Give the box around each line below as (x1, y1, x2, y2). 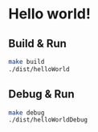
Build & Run (8, 37, 67, 50)
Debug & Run (8, 87, 75, 101)
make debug (8, 109, 45, 117)
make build (8, 58, 45, 66)
